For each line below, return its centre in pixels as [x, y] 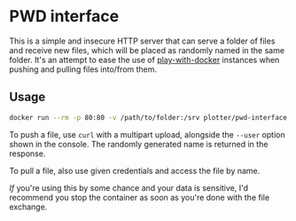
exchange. [28, 207]
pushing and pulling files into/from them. [83, 69]
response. [27, 154]
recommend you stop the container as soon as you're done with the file [140, 197]
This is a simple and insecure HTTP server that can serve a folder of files [142, 41]
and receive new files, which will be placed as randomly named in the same [147, 50]
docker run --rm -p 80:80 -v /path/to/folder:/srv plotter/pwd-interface [148, 117]
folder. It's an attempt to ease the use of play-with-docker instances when [144, 59]
